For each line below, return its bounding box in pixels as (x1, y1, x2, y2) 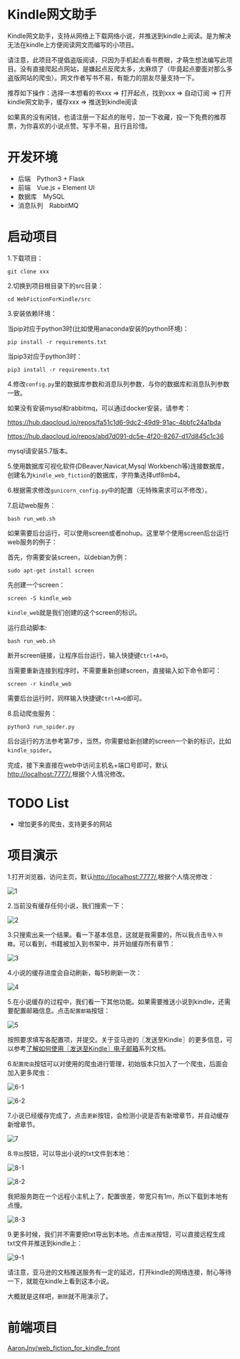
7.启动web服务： (7, 501, 56, 509)
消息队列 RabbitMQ (17, 201, 79, 209)
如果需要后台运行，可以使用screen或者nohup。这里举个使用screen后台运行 (7, 528, 229, 537)
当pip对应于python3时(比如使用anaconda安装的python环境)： (7, 324, 189, 333)
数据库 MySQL (17, 192, 65, 201)
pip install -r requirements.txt (7, 339, 107, 346)
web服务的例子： (7, 537, 58, 546)
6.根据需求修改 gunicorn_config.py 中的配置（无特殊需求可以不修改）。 (7, 486, 212, 494)
